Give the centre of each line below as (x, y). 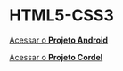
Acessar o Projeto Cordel (56, 57)
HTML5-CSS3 (61, 16)
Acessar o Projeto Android (59, 40)
